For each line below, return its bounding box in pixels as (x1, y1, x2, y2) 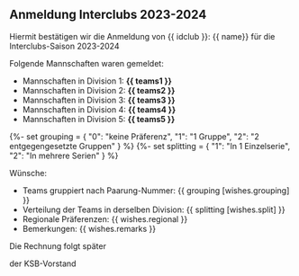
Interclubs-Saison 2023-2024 (9, 40, 120, 51)
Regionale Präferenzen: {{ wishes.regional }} (22, 213, 188, 224)
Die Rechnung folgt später (9, 240, 106, 251)
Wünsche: (9, 167, 48, 178)
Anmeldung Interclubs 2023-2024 (9, 7, 207, 22)
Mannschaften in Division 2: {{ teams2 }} (22, 85, 176, 95)
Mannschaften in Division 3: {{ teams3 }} (22, 94, 176, 105)
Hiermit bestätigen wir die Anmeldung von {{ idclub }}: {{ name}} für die (9, 31, 276, 41)
